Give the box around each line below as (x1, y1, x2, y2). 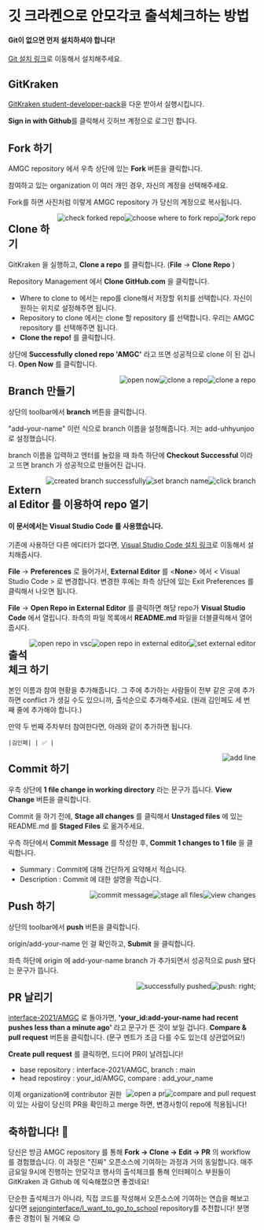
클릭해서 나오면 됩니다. (8, 586, 78, 596)
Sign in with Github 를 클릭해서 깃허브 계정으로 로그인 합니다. (8, 116, 197, 126)
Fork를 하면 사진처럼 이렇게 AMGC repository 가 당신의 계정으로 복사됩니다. (8, 198, 242, 207)
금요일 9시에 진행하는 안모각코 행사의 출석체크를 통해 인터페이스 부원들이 (8, 1167, 231, 1176)
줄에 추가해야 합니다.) (16, 705, 82, 715)
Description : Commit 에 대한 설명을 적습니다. (19, 874, 162, 883)
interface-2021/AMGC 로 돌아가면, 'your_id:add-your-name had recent (8, 1013, 239, 1023)
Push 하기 (8, 900, 56, 913)
